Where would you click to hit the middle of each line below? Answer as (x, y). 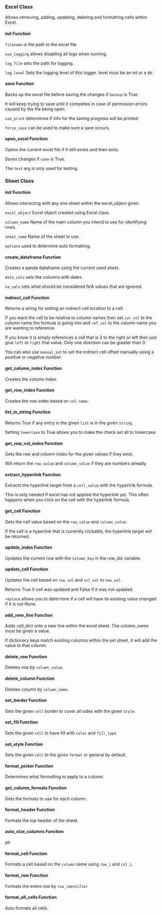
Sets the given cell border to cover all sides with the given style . (70, 711)
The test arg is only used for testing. (42, 168)
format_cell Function (26, 853)
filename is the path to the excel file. (41, 44)
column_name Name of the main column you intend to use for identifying (76, 222)
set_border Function (26, 700)
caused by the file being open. (35, 109)
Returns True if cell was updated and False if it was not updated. (69, 589)
